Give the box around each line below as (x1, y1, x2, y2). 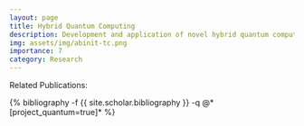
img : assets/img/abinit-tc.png (9, 38, 128, 48)
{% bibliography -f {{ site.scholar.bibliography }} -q (9, 97, 201, 108)
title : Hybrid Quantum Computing (9, 22, 136, 31)
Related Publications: (9, 80, 88, 90)
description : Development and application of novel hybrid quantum (9, 30, 270, 39)
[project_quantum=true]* (9, 107, 102, 117)
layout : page (9, 13, 59, 22)
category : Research (9, 55, 83, 64)
